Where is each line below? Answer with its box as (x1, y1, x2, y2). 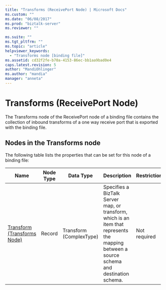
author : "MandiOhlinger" (5, 67, 56, 72)
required (136, 233, 156, 240)
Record (41, 230, 58, 237)
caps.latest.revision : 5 (5, 62, 56, 67)
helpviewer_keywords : (5, 48, 50, 54)
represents (103, 227, 128, 233)
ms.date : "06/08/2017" (5, 16, 52, 21)
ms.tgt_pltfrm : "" (5, 39, 43, 45)
